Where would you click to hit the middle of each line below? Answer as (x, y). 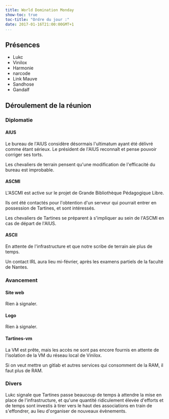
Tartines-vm (19, 338)
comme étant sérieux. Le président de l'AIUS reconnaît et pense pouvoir (81, 149)
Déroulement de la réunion (49, 106)
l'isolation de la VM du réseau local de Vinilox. (54, 355)
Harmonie (23, 68)
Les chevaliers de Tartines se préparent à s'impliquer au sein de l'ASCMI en (85, 218)
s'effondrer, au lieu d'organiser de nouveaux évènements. (66, 411)
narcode (21, 73)
